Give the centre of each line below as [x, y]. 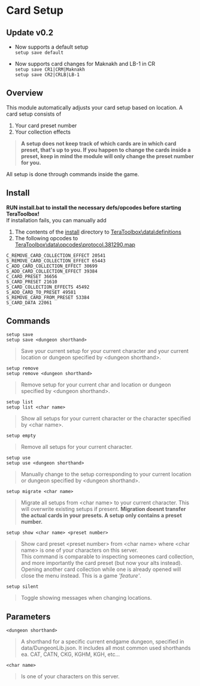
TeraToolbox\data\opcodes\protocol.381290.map [75, 244]
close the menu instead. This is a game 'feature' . [81, 576]
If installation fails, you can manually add [56, 220]
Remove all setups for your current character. [77, 447]
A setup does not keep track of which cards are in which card [99, 143]
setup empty [21, 436]
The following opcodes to [46, 238]
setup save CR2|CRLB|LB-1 [47, 75]
